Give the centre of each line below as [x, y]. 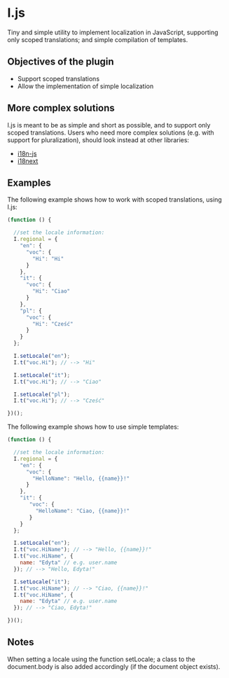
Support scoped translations [58, 78]
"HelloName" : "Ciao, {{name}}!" [83, 511]
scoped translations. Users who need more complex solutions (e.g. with [111, 132]
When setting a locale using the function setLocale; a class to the [102, 659]
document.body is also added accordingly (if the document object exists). [114, 666]
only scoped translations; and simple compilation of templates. [98, 39]
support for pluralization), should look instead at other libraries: [98, 140]
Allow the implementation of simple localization [85, 86]
